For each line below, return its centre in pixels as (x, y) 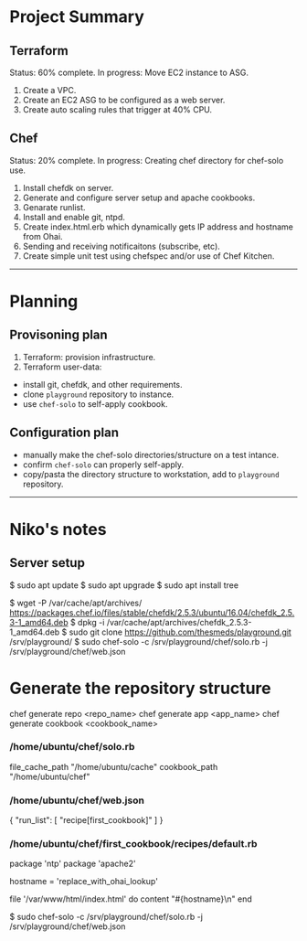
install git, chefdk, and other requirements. (102, 384)
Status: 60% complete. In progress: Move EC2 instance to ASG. (129, 72)
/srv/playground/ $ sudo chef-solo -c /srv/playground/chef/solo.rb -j (138, 641)
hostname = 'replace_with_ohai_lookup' (84, 882)
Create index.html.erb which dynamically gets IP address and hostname (158, 227)
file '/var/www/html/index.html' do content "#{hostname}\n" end (131, 899)
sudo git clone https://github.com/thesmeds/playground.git (180, 632)
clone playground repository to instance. (98, 394)
